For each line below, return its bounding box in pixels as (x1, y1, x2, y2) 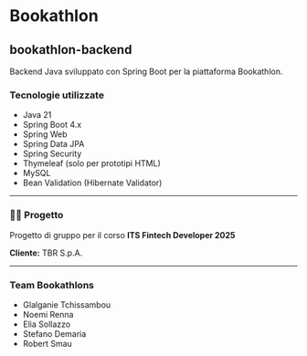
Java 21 (22, 110, 52, 120)
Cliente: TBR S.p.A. (9, 247, 83, 258)
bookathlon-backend (9, 42, 132, 58)
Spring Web (22, 129, 68, 140)
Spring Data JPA (22, 139, 85, 150)
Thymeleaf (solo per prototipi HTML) (22, 158, 162, 169)
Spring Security (22, 148, 82, 160)
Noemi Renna (22, 309, 74, 319)
